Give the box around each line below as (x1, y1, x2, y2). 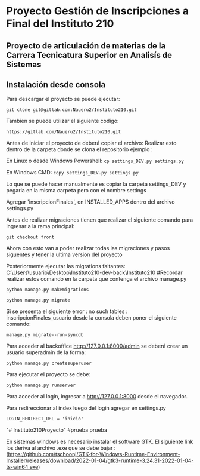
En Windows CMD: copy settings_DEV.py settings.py (6, 169, 139, 176)
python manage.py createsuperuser (6, 360, 92, 367)
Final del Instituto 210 (6, 17, 114, 30)
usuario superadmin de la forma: (6, 349, 86, 356)
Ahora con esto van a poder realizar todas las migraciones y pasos (6, 245, 170, 252)
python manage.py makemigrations (6, 287, 89, 293)
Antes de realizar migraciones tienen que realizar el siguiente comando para (6, 216, 193, 223)
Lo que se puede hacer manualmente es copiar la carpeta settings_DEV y (6, 180, 186, 188)
